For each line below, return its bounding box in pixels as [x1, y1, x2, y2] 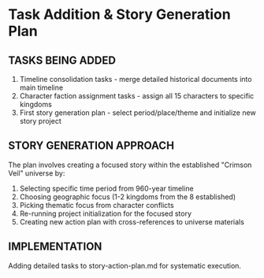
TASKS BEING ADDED [8, 54, 117, 67]
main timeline [19, 83, 64, 92]
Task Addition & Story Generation [8, 6, 231, 24]
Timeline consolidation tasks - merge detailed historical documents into [19, 75, 252, 83]
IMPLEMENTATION [8, 240, 102, 254]
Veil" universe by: [8, 168, 65, 178]
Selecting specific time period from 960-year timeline [19, 183, 195, 193]
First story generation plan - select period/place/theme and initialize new [19, 108, 256, 117]
